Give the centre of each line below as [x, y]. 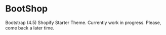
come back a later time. [30, 27]
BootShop [27, 9]
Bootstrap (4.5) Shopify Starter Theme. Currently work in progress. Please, [83, 22]
